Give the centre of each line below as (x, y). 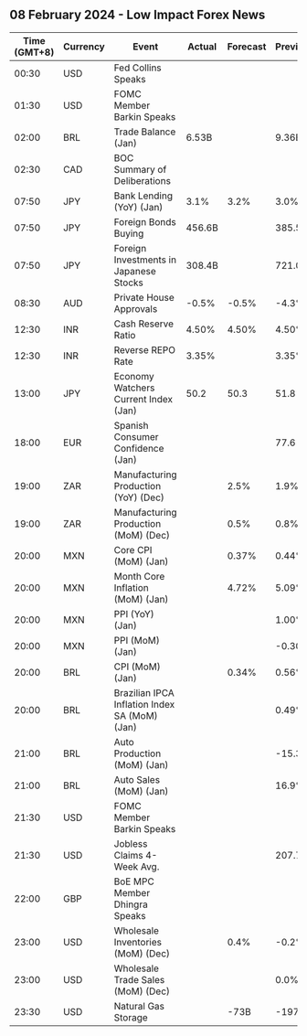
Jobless (131, 843)
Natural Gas (139, 1006)
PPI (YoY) (134, 614)
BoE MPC (134, 881)
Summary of (140, 169)
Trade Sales (139, 979)
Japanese (135, 271)
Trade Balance (145, 132)
